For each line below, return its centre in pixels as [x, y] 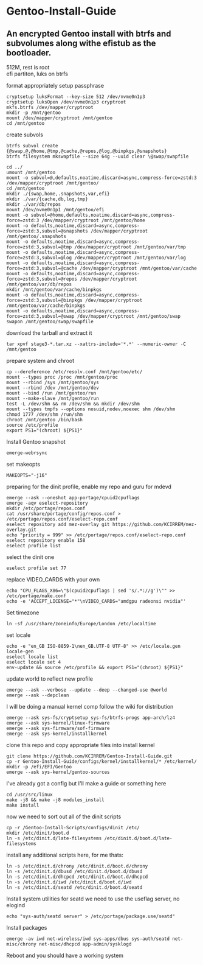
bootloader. [29, 53]
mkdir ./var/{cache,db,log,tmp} [47, 199]
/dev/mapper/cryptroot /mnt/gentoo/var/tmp [130, 247]
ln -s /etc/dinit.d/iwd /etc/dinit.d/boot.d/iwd [69, 882]
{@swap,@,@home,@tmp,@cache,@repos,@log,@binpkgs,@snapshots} [87, 151]
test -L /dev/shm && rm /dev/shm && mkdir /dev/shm [73, 404]
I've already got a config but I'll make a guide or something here [86, 783]
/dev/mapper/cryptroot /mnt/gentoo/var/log [130, 258]
